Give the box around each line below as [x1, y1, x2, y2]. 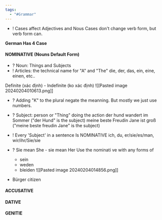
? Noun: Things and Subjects [12, 62, 72, 68]
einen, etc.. [12, 73, 36, 79]
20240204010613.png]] [5, 87, 53, 94]
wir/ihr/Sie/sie [12, 137, 41, 143]
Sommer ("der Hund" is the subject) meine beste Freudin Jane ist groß [12, 117, 157, 123]
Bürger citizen [12, 176, 41, 183]
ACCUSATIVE [5, 188, 34, 194]
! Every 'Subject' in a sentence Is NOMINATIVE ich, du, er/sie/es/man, [12, 132, 154, 138]
